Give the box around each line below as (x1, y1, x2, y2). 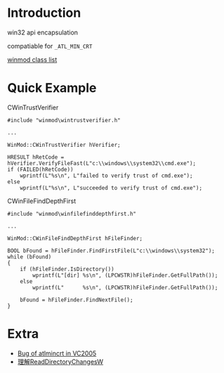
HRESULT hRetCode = (7, 153, 65, 161)
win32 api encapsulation (7, 28, 79, 37)
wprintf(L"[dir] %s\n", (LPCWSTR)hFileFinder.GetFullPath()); (32, 272, 218, 279)
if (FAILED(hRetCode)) (7, 166, 74, 173)
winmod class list (7, 55, 58, 64)
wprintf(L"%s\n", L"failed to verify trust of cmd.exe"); (20, 172, 193, 179)
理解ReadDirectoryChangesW (17, 357, 104, 366)
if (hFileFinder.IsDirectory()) (20, 266, 114, 273)
